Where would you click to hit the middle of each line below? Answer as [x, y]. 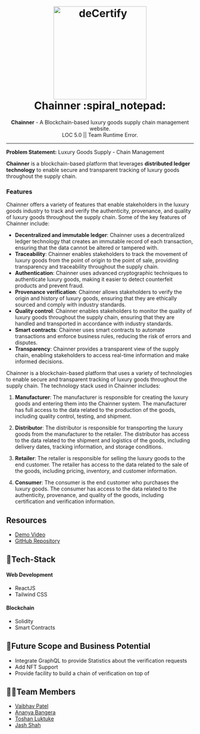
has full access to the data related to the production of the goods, [95, 410]
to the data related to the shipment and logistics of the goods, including [102, 441]
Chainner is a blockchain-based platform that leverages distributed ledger [98, 163]
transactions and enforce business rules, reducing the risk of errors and [103, 336]
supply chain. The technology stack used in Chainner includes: [83, 386]
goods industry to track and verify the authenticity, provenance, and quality [99, 211]
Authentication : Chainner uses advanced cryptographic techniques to [101, 273]
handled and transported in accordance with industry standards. [94, 324]
